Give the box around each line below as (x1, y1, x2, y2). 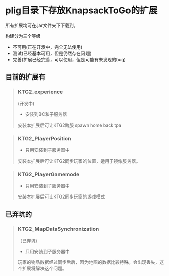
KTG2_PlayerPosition (17, 135, 72, 142)
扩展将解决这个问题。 (22, 265, 67, 271)
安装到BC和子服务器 (25, 111, 67, 117)
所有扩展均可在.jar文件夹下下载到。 (5, 22, 78, 28)
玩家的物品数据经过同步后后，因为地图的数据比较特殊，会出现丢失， (17, 259, 160, 265)
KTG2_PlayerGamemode (17, 171, 80, 178)
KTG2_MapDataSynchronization (17, 225, 99, 232)
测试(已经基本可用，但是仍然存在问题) (12, 50, 92, 56)
